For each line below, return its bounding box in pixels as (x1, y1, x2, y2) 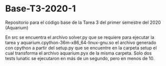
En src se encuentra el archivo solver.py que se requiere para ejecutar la (5, 34, 154, 40)
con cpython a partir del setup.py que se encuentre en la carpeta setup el (5, 45, 157, 51)
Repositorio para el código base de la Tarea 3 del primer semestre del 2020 (5, 19, 161, 25)
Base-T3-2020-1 (5, 3, 76, 14)
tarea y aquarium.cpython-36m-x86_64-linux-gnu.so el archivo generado (5, 39, 156, 45)
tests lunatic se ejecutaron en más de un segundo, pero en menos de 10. (5, 55, 155, 61)
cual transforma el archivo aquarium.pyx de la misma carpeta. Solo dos (5, 50, 152, 56)
